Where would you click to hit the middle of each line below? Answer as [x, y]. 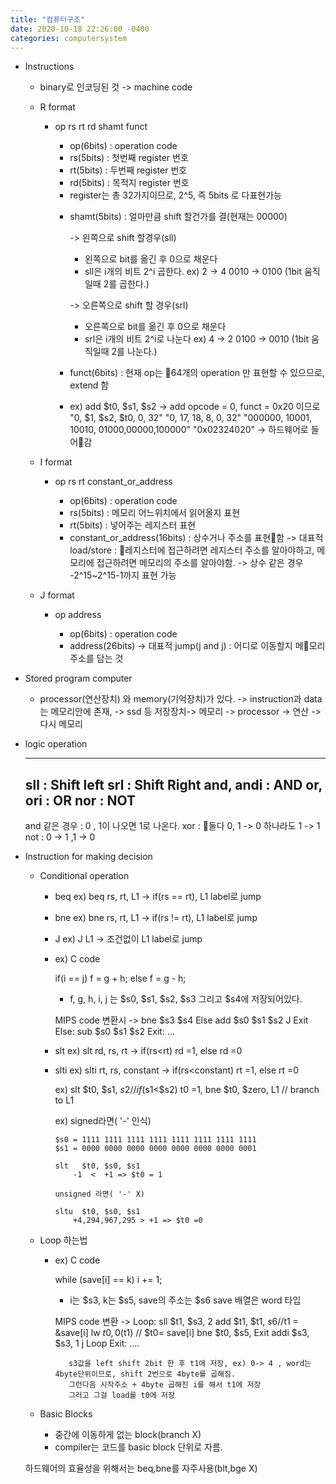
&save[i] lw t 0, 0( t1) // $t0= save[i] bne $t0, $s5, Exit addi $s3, [182, 1333]
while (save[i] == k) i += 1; [108, 1280]
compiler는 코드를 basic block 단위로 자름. [138, 1447]
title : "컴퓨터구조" [48, 19]
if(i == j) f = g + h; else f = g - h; [120, 978]
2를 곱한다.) [126, 284]
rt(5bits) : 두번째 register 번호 [128, 170]
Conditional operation [84, 876]
